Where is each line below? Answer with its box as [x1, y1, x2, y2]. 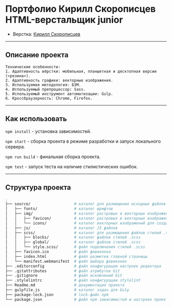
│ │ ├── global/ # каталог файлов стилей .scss [5, 240, 141, 245]
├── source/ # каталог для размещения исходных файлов [5, 201, 166, 207]
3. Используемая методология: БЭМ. [5, 82, 81, 87]
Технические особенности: [5, 64, 60, 69]
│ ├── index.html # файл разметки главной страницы [5, 254, 147, 259]
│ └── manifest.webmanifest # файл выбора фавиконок [5, 259, 127, 264]
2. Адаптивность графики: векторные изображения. [5, 78, 114, 83]
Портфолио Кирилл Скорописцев [5, 3, 156, 15]
